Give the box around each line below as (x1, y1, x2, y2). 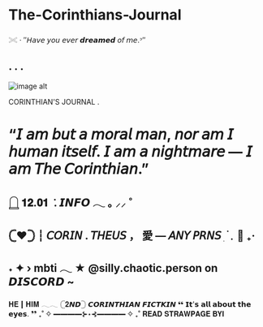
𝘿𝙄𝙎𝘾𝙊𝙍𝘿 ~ (8, 275, 75, 289)
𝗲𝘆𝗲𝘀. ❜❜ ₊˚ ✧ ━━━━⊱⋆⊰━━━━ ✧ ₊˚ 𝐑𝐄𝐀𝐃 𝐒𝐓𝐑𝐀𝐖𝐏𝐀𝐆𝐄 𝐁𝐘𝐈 (8, 308, 225, 318)
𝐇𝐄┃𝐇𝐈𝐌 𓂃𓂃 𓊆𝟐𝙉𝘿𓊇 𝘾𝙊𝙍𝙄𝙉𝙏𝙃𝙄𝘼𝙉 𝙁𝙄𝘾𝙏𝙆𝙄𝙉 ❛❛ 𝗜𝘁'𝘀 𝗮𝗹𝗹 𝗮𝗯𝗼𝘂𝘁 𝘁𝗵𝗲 (8, 299, 252, 309)
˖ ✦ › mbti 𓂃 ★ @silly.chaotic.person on (8, 261, 218, 275)
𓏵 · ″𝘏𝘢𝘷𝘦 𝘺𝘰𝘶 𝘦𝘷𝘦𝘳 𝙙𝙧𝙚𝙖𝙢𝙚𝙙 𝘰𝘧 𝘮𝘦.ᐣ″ (8, 35, 146, 45)
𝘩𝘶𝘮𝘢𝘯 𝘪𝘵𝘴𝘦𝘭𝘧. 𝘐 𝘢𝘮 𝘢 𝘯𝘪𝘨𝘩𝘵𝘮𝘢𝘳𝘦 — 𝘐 (8, 142, 253, 161)
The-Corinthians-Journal (8, 6, 182, 24)
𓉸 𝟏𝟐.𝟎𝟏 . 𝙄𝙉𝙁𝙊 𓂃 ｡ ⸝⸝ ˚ (8, 196, 133, 210)
